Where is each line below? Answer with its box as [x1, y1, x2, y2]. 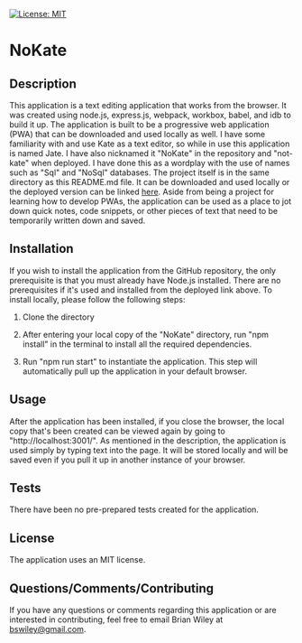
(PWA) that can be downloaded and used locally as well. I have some [9, 129, 266, 139]
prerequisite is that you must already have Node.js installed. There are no [9, 275, 281, 285]
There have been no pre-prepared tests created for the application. [9, 504, 260, 515]
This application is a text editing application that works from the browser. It [9, 100, 287, 110]
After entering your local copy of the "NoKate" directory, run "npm [22, 329, 269, 340]
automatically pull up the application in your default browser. [22, 366, 248, 377]
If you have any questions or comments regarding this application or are [9, 605, 277, 616]
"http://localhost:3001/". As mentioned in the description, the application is [9, 434, 287, 446]
